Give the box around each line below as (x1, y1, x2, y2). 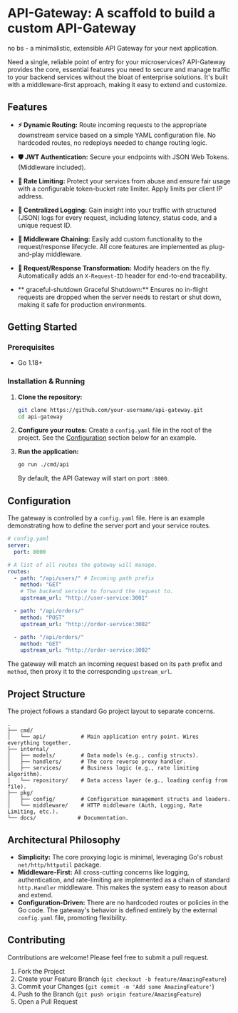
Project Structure (7, 687, 86, 700)
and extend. (17, 890, 53, 899)
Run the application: (17, 448, 80, 456)
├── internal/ (7, 746, 50, 753)
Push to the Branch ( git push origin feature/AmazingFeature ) (17, 989, 202, 998)
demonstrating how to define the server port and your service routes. (7, 521, 211, 530)
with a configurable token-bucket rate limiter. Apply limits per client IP (17, 184, 223, 193)
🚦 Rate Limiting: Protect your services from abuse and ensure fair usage (17, 176, 231, 185)
